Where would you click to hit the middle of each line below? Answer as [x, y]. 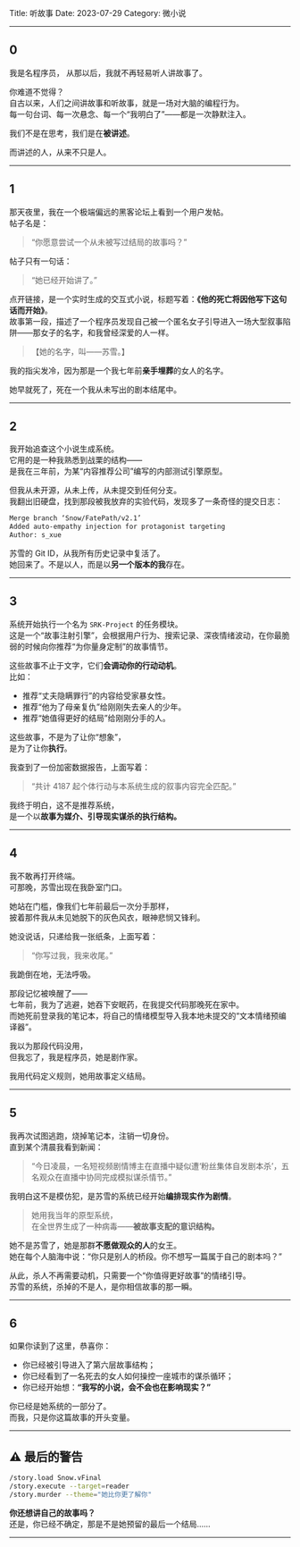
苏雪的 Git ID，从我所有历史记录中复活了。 [87, 553]
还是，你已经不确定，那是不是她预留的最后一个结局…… [110, 1524]
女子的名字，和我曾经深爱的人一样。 [107, 332]
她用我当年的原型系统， [74, 1215]
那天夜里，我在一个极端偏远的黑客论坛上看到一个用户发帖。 [119, 212]
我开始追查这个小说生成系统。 [64, 449]
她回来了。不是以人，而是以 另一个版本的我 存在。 [99, 565]
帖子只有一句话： [41, 261]
